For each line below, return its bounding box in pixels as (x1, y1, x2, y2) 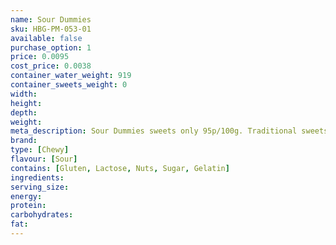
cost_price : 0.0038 (10, 61, 92, 71)
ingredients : (10, 172, 65, 183)
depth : (10, 107, 38, 118)
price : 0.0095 (10, 52, 70, 62)
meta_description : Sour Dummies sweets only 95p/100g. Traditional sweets (10, 126, 329, 136)
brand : (10, 136, 38, 146)
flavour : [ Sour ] (10, 154, 78, 164)
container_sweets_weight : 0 (10, 80, 128, 90)
